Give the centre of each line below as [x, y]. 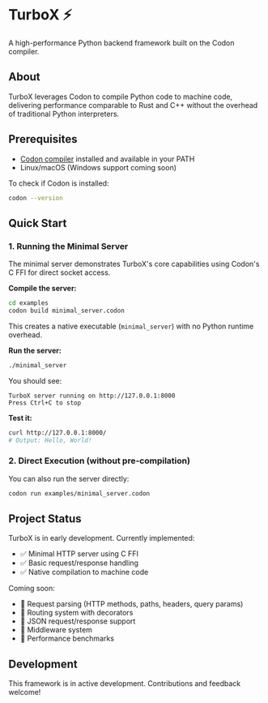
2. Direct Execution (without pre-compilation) [99, 461]
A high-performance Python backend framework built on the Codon [121, 43]
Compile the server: [43, 289]
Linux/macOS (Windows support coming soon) [98, 167]
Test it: [20, 418]
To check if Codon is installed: [59, 183]
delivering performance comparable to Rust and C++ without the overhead [133, 105]
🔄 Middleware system [56, 630]
